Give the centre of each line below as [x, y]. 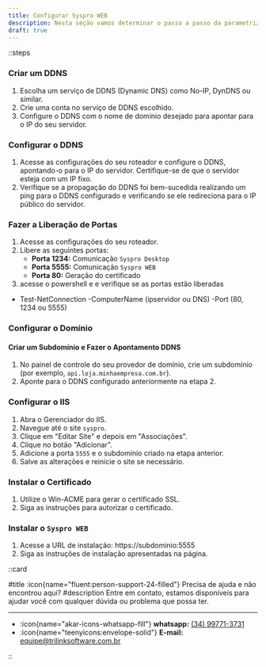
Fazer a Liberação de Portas [63, 224]
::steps [19, 53]
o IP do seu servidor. [53, 124]
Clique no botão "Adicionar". [66, 444]
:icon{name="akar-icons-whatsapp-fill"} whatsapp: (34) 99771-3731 [132, 624]
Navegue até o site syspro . [63, 428]
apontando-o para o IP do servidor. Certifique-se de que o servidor [129, 170]
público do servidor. [52, 204]
